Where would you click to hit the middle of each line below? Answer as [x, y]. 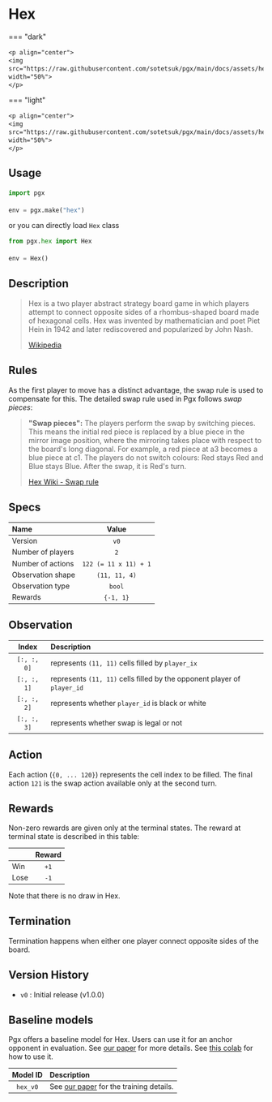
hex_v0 [27, 1087]
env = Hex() [28, 259]
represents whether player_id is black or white [128, 703]
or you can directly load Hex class [64, 226]
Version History [49, 975]
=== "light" [27, 100]
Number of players [43, 552]
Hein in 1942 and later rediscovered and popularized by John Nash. [140, 329]
